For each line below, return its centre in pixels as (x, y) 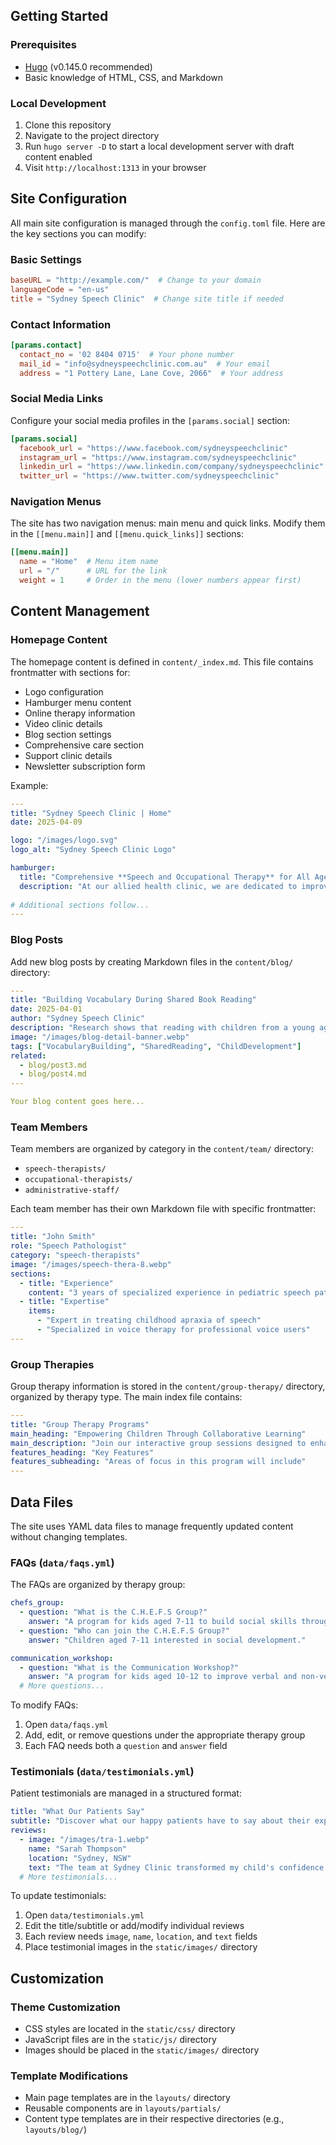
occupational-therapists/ (78, 1180)
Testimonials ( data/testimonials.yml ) (102, 1772)
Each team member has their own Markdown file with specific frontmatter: (163, 1209)
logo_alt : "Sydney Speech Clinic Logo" (93, 850)
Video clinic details (63, 723)
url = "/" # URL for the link (93, 571)
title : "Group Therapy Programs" (80, 1424)
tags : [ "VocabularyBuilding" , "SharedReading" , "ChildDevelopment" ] (156, 1046)
